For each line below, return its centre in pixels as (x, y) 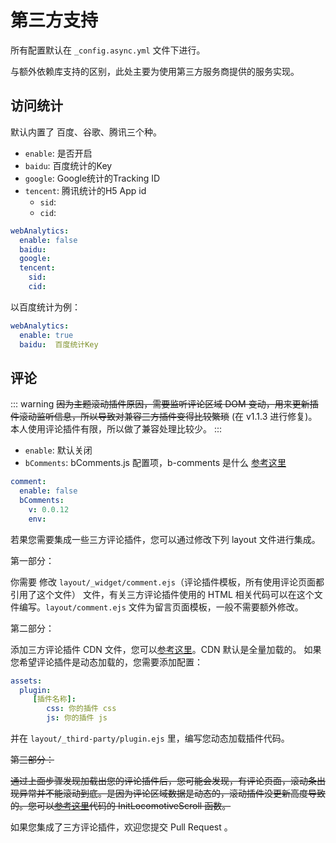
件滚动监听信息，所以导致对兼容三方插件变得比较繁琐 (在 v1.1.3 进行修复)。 (164, 417)
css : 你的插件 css (81, 709)
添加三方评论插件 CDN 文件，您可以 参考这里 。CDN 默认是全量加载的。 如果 (166, 649)
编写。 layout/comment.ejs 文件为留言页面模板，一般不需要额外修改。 (161, 607)
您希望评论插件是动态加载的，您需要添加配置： (106, 662)
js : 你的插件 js (77, 718)
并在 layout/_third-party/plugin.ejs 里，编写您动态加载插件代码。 (150, 738)
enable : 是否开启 (58, 153)
